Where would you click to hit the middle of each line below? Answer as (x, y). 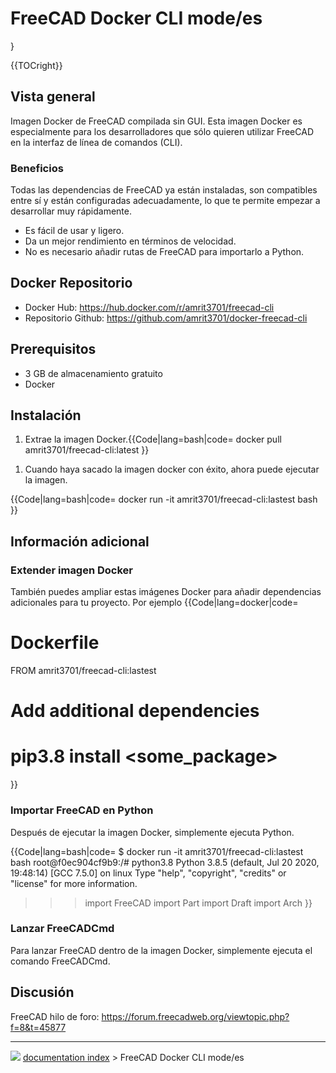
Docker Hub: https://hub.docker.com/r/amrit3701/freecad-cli (149, 307)
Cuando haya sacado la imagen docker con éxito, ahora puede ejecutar (172, 469)
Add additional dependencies (135, 711)
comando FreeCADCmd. (60, 961)
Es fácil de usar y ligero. (74, 231)
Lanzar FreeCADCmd (62, 929)
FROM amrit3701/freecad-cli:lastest (83, 671)
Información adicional (80, 541)
